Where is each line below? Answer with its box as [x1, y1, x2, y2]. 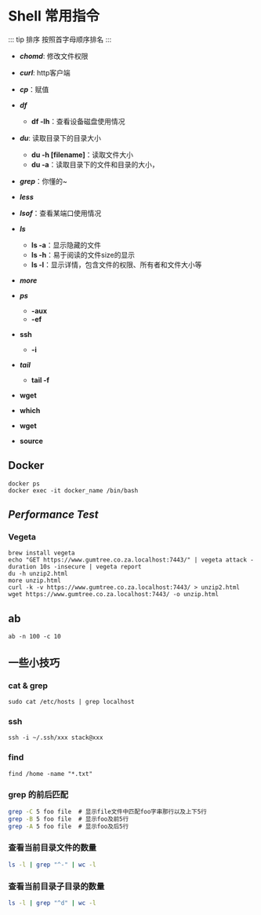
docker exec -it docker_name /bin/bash [8, 486, 139, 495]
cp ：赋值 [19, 84, 49, 94]
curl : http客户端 [19, 68, 71, 77]
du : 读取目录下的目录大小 [19, 133, 102, 142]
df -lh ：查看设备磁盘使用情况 [31, 116, 125, 126]
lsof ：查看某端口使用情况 [19, 208, 102, 218]
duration [8, 563, 37, 571]
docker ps [8, 480, 41, 488]
